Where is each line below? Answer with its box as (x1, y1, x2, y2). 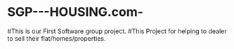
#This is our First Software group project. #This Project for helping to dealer (7, 27, 227, 35)
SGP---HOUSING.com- (7, 4, 144, 20)
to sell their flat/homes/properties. (7, 34, 107, 42)
